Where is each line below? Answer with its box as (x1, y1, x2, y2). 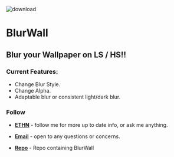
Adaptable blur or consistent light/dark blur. (14, 93, 121, 100)
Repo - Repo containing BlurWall (14, 145, 94, 152)
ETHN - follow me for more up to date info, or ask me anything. (14, 122, 168, 129)
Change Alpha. (14, 87, 51, 94)
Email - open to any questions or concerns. (14, 133, 120, 140)
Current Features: (6, 67, 58, 76)
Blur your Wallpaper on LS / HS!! (6, 50, 127, 60)
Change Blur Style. (14, 80, 61, 88)
